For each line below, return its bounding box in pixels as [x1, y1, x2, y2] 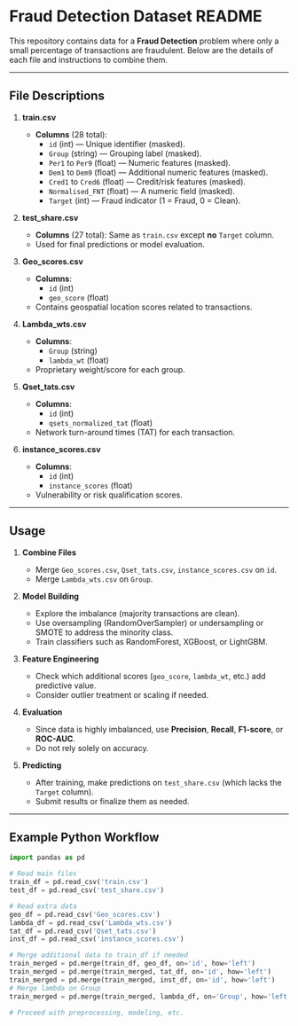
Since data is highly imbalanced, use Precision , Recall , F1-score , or [35, 724, 284, 734]
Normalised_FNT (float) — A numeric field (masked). [48, 185, 235, 196]
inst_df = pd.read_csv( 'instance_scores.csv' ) [9, 935, 184, 944]
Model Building [21, 591, 80, 601]
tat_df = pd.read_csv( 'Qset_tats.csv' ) [9, 927, 157, 936]
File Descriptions [9, 89, 105, 104]
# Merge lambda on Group [9, 983, 101, 992]
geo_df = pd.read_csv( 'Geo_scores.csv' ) [9, 910, 161, 919]
